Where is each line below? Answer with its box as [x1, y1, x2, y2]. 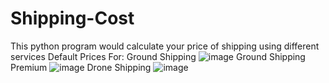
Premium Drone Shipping [10, 61, 152, 73]
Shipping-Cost [10, 7, 135, 30]
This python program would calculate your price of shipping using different [10, 40, 320, 52]
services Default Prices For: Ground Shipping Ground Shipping [10, 50, 306, 62]
